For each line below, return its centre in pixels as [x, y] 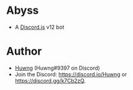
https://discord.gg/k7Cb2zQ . [50, 80]
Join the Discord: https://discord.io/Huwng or [71, 74]
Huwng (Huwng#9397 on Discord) [57, 68]
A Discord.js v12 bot [40, 27]
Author [24, 51]
